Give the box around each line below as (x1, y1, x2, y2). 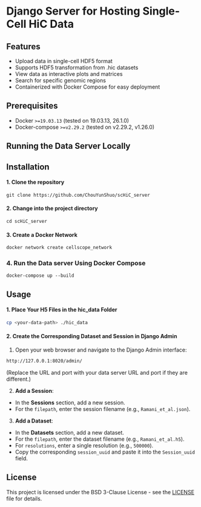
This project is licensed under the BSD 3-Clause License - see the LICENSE (6, 488, 195, 495)
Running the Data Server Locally (6, 141, 131, 151)
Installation (6, 162, 50, 172)
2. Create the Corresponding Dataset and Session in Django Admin (6, 333, 177, 340)
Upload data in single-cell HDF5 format (15, 58, 113, 64)
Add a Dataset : (15, 417, 53, 424)
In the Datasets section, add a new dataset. (15, 429, 124, 436)
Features (6, 41, 41, 52)
